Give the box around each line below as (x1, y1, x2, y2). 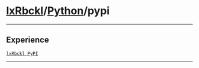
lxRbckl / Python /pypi (6, 4, 110, 18)
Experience (6, 35, 49, 45)
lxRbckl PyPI (6, 50, 38, 57)
